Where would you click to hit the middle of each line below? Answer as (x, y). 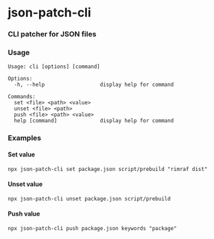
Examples (25, 138)
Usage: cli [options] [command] (54, 67)
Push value (24, 214)
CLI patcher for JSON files (52, 34)
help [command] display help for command (94, 121)
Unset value (25, 184)
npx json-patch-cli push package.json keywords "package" (92, 228)
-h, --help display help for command (94, 85)
